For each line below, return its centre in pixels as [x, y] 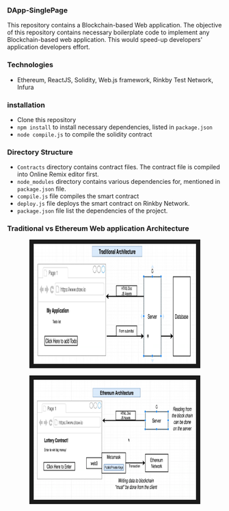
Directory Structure [40, 152]
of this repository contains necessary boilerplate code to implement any [108, 32]
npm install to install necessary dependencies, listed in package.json [115, 127]
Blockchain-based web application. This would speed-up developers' [105, 40]
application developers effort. [49, 47]
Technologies [30, 65]
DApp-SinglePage [38, 10]
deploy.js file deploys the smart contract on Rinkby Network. [103, 204]
